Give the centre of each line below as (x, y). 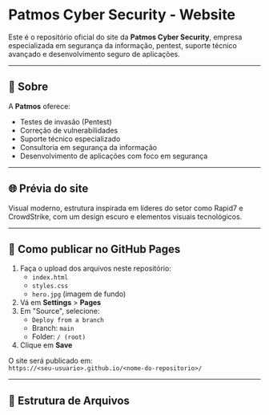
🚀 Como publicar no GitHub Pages (94, 249)
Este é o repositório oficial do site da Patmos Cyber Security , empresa (125, 37)
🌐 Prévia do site (48, 189)
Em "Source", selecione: (60, 311)
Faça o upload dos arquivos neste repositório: (96, 269)
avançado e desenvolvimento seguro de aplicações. (94, 54)
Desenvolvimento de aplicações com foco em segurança (114, 156)
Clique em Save (46, 345)
